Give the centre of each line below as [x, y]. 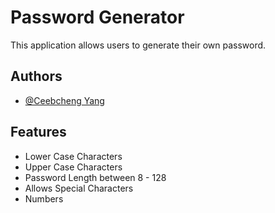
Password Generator [97, 17]
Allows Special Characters [79, 188]
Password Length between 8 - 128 [95, 177]
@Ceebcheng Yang [64, 100]
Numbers [44, 198]
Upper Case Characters [73, 167]
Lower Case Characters [73, 156]
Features [38, 132]
